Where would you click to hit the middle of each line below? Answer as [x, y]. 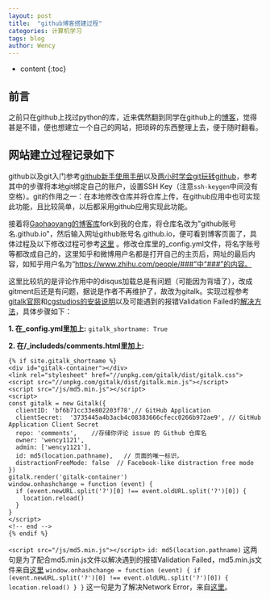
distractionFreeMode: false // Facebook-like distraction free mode [135, 463]
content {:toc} [43, 69]
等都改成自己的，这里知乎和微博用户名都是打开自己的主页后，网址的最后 [128, 253]
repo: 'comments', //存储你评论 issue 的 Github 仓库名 [111, 433]
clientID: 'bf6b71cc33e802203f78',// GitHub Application [113, 410]
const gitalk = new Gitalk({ [57, 403]
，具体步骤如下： [44, 311]
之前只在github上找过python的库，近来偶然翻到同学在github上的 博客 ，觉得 [133, 117]
